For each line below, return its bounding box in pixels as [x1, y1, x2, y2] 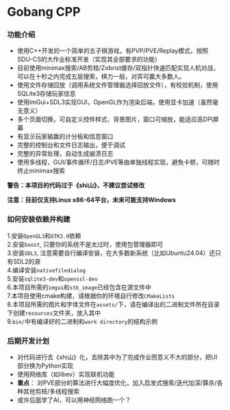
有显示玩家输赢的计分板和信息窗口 [16, 132, 114, 141]
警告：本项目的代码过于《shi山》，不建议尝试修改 [7, 181, 145, 189]
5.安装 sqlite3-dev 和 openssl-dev [7, 274, 98, 282]
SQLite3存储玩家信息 [16, 90, 77, 98]
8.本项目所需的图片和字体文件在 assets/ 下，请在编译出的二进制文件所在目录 [7, 300, 220, 309]
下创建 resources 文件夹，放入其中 [7, 309, 101, 317]
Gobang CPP [7, 4, 81, 20]
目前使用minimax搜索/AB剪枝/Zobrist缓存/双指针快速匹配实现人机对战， [16, 64, 220, 72]
